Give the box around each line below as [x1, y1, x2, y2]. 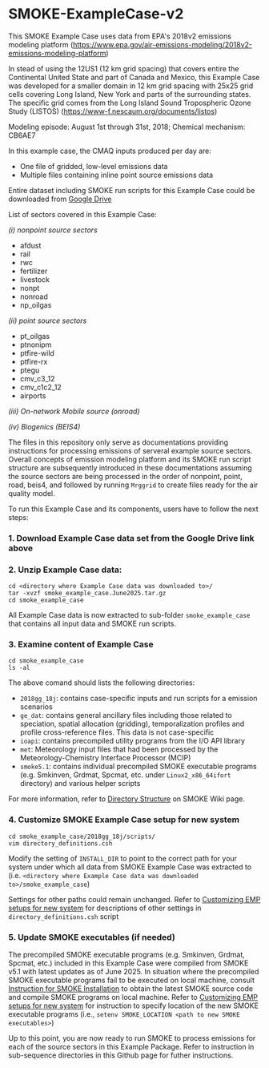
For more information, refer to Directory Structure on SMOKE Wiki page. [8, 794, 246, 804]
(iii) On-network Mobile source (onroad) [8, 406, 140, 416]
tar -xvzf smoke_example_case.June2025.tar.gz [8, 590, 167, 598]
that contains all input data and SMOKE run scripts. [8, 619, 177, 629]
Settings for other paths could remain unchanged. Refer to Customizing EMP [8, 894, 261, 904]
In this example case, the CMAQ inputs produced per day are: [8, 146, 212, 155]
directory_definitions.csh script [8, 911, 119, 921]
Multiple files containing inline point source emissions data [19, 170, 214, 179]
